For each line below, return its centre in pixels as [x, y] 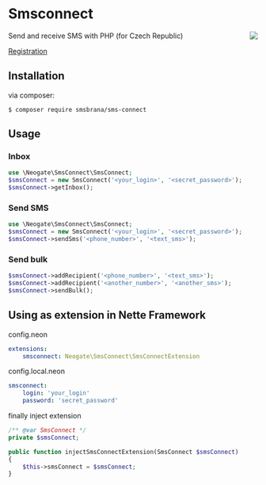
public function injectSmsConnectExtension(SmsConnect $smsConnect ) [123, 452]
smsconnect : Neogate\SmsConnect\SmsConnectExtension [111, 356]
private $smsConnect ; [44, 437]
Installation [36, 76]
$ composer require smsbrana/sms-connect [78, 109]
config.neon [28, 334]
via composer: [32, 95]
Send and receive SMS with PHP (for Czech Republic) [96, 36]
